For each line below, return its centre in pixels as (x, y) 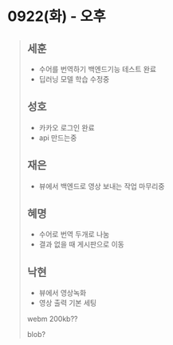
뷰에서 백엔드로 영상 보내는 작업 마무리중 (102, 186)
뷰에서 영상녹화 (63, 293)
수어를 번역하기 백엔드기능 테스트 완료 (98, 69)
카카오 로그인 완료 (67, 127)
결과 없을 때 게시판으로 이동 (81, 244)
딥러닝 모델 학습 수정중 (74, 79)
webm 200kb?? (52, 319)
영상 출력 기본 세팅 (68, 303)
